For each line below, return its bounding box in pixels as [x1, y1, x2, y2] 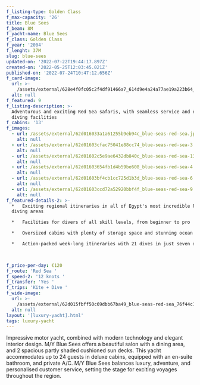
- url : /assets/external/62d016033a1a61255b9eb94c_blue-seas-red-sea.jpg [11, 131, 198, 137]
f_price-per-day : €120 [6, 262, 62, 269]
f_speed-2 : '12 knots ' [6, 273, 65, 279]
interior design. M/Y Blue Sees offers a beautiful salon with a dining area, [6, 341, 186, 348]
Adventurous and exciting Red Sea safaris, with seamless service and [11, 109, 190, 115]
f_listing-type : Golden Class [6, 8, 82, 15]
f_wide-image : [6, 290, 42, 296]
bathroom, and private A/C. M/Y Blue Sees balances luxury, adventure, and [6, 359, 190, 367]
